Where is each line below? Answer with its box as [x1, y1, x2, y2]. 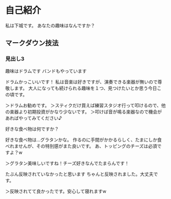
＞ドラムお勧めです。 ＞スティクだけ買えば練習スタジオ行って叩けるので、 [5, 102, 162, 108]
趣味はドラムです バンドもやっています [5, 68, 87, 74]
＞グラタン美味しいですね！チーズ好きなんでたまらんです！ [5, 160, 130, 166]
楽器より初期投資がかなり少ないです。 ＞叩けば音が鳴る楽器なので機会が [9, 108, 162, 115]
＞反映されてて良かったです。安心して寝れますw [5, 188, 107, 194]
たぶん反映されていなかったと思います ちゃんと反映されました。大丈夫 [5, 171, 154, 177]
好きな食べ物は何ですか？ [5, 126, 59, 132]
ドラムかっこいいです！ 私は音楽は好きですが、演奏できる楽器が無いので [5, 78, 158, 84]
